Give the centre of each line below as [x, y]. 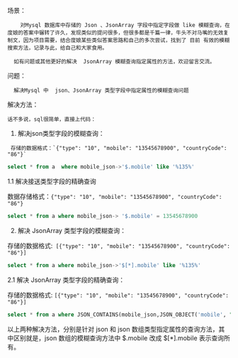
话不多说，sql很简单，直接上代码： [52, 119]
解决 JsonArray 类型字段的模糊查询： [72, 230]
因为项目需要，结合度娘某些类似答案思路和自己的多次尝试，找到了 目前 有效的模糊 [126, 40]
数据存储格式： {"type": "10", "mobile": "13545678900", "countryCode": [115, 196]
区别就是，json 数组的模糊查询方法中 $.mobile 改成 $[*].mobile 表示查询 [119, 338]
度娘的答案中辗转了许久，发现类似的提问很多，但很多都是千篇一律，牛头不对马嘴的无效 [115, 33]
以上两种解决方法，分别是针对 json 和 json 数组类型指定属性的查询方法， [113, 329]
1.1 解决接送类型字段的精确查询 [52, 181]
